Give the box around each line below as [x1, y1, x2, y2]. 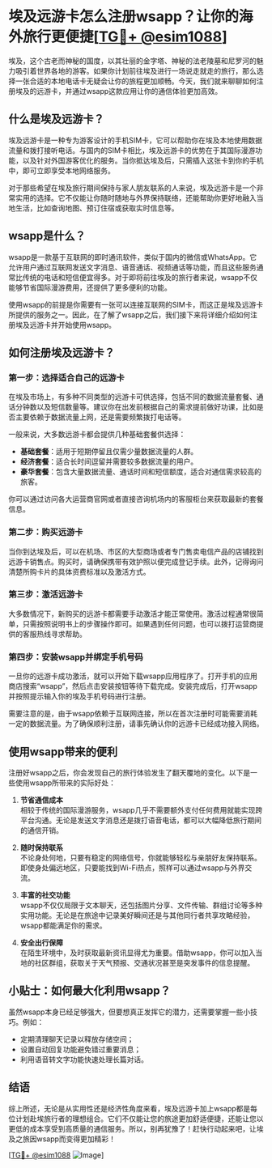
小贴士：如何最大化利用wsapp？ [8, 984, 172, 998]
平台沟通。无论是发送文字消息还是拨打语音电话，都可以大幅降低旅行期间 [19, 815, 261, 825]
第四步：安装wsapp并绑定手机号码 [8, 651, 143, 662]
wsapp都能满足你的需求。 [19, 920, 107, 930]
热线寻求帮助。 [36, 629, 87, 639]
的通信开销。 [19, 825, 63, 835]
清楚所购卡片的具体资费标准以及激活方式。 [8, 567, 151, 576]
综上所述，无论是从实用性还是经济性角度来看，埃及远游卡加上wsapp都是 [8, 1103, 251, 1113]
